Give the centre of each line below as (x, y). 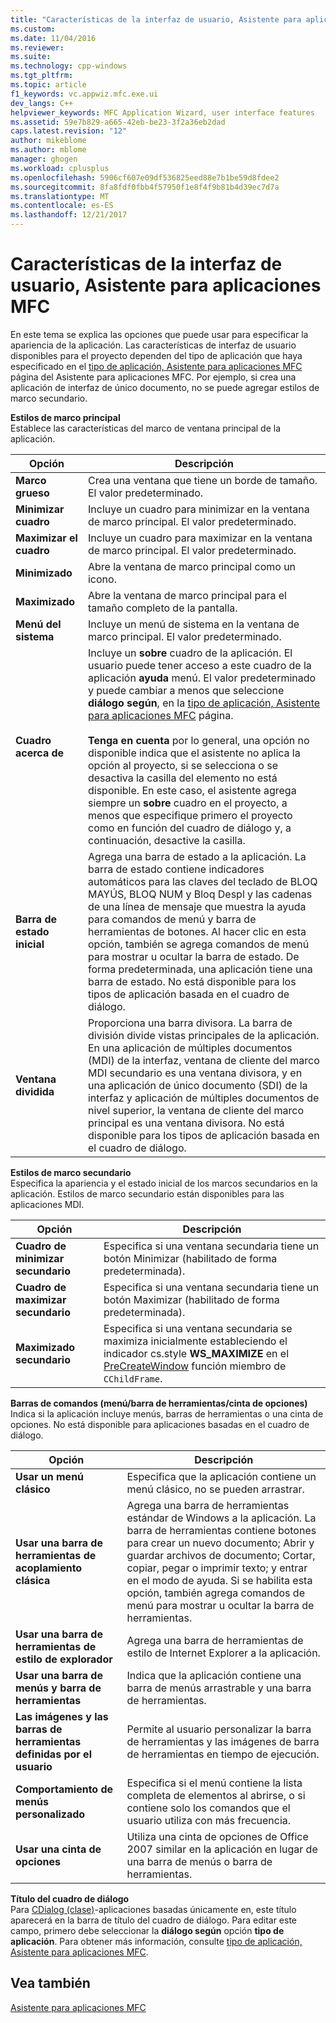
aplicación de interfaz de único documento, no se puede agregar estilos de (165, 387)
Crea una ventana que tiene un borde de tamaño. (202, 480)
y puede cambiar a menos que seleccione (186, 690)
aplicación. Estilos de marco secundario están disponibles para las (147, 1193)
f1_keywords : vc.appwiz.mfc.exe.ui (84, 94)
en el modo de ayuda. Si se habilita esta (219, 1580)
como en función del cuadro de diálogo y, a (189, 828)
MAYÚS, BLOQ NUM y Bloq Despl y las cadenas (200, 894)
